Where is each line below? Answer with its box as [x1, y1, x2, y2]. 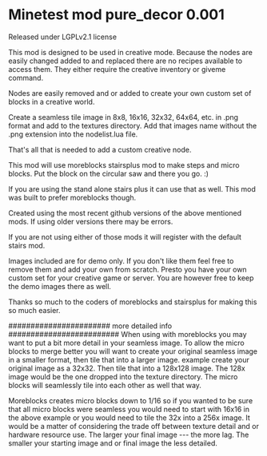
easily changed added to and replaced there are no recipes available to [8, 56, 242, 65]
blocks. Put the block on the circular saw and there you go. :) [8, 169, 209, 178]
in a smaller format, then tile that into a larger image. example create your [8, 355, 249, 364]
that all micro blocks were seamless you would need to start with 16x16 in [8, 404, 250, 414]
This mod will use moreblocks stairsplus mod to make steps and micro [8, 160, 240, 169]
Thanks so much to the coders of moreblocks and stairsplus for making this [8, 297, 257, 307]
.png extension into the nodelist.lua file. [8, 129, 138, 139]
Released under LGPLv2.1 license [8, 32, 118, 42]
